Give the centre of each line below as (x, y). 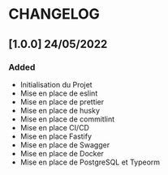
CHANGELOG (54, 14)
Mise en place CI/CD (54, 127)
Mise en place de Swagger (65, 145)
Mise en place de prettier (62, 101)
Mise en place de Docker (62, 153)
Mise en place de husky (60, 110)
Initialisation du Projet (56, 84)
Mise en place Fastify (56, 136)
